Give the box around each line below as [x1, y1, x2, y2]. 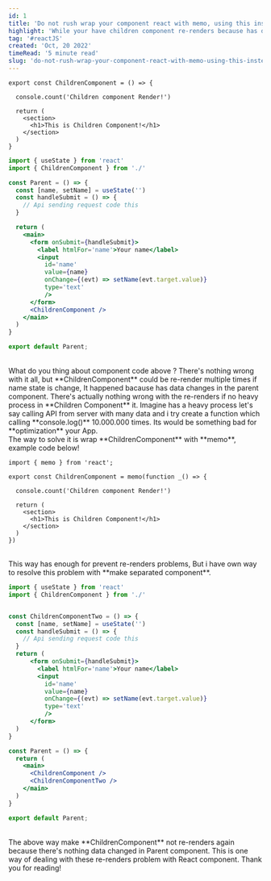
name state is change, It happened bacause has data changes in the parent [8, 383, 260, 392]
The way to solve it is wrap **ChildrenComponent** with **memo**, [8, 435, 236, 444]
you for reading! [8, 862, 62, 872]
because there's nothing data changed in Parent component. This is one [8, 846, 248, 855]
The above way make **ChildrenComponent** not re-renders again [8, 837, 236, 847]
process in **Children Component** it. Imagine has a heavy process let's [8, 400, 253, 410]
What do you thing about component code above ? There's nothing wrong [8, 366, 254, 375]
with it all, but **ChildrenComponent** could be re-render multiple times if [8, 374, 257, 384]
